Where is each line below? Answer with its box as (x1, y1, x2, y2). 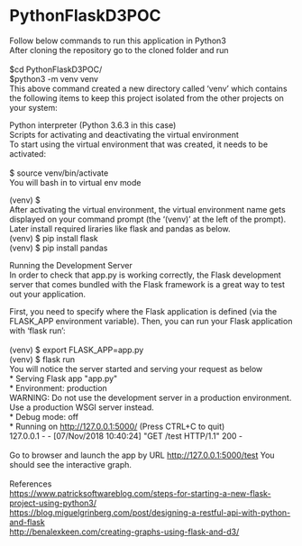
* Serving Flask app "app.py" (9, 373, 118, 384)
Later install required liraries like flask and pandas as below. (9, 223, 232, 234)
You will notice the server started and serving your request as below (9, 363, 263, 374)
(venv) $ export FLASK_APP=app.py (9, 344, 144, 355)
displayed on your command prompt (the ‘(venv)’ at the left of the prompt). (9, 214, 287, 224)
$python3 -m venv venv (9, 73, 99, 84)
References (9, 478, 52, 489)
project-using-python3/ (9, 497, 97, 508)
